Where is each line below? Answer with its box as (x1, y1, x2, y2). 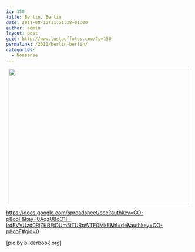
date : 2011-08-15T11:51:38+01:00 (6, 19, 88, 25)
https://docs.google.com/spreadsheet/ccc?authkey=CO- (6, 209, 144, 216)
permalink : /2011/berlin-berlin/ (6, 42, 88, 48)
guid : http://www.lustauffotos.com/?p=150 (6, 36, 112, 42)
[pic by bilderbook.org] (6, 239, 62, 246)
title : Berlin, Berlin (6, 14, 62, 20)
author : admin (6, 25, 41, 31)
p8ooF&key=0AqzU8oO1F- (6, 215, 72, 222)
